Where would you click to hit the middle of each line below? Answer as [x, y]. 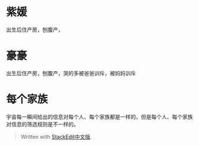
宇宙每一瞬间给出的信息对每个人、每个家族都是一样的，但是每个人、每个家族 [99, 116]
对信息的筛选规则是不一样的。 [42, 124]
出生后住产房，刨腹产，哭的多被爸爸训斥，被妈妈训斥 [71, 73]
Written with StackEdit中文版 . [56, 137]
